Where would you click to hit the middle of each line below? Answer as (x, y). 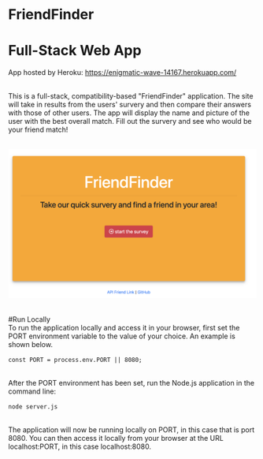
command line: (32, 391)
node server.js (33, 407)
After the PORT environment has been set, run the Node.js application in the (131, 383)
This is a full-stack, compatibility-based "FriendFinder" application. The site (131, 96)
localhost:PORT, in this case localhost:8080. (80, 446)
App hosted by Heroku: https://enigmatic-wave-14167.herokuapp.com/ (122, 73)
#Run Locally (30, 319)
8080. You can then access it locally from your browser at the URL (116, 438)
